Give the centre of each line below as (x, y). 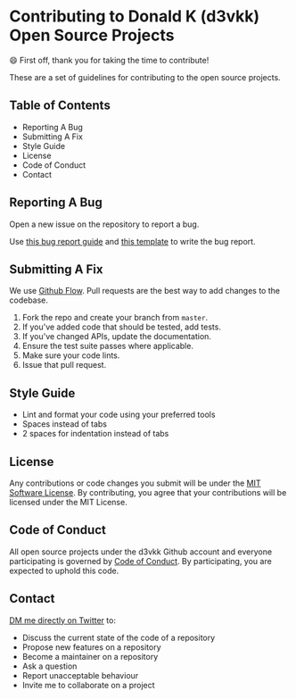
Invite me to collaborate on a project (88, 685)
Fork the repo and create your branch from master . (115, 318)
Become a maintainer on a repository (90, 656)
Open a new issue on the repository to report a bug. (104, 224)
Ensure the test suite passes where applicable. (108, 346)
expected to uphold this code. (64, 570)
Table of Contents (60, 106)
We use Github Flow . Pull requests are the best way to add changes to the (145, 291)
